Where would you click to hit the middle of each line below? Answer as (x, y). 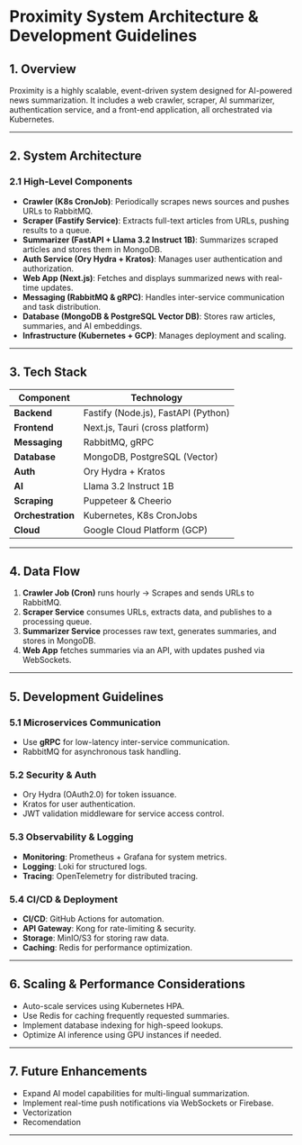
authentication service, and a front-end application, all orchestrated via (141, 109)
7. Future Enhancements (78, 1072)
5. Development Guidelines (87, 697)
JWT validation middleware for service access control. (123, 813)
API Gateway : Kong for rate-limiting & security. (109, 928)
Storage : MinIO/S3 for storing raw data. (95, 938)
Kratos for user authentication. (79, 804)
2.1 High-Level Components (71, 182)
